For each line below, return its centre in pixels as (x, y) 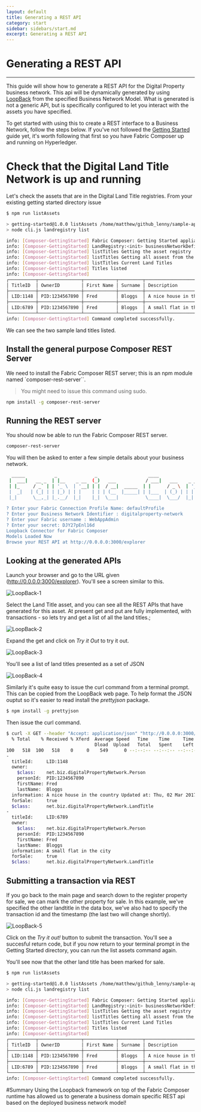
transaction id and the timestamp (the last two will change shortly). (89, 914)
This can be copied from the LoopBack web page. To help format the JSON (99, 693)
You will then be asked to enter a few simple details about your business (95, 458)
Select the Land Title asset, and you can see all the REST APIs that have (95, 605)
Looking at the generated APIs (64, 561)
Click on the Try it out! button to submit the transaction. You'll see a (89, 938)
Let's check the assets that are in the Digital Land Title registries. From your (99, 196)
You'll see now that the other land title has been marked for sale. (86, 962)
